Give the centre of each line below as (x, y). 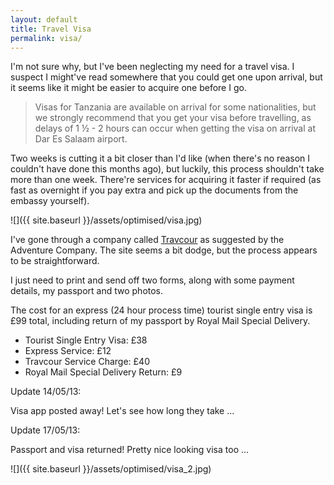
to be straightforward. (55, 261)
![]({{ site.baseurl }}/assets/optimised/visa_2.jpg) (111, 469)
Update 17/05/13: (45, 430)
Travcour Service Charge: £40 (87, 362)
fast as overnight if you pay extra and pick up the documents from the (154, 190)
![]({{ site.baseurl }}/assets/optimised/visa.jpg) (106, 220)
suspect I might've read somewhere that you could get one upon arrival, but (166, 77)
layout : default (44, 19)
